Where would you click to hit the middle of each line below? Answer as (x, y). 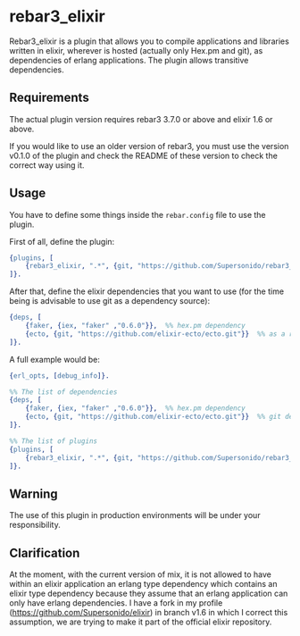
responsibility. (35, 525)
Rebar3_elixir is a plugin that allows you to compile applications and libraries (150, 41)
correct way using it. (47, 165)
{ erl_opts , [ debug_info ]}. (59, 376)
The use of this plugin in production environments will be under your (135, 515)
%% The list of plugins (54, 441)
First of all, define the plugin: (62, 241)
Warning (33, 494)
